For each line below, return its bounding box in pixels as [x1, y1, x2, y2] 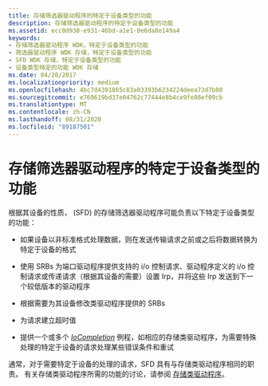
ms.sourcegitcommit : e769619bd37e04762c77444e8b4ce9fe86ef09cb [8, 93, 223, 101]
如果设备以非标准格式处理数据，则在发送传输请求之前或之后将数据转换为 [19, 234, 258, 244]
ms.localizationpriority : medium [8, 78, 120, 86]
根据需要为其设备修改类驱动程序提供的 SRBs [19, 298, 166, 308]
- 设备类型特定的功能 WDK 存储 [8, 64, 99, 72]
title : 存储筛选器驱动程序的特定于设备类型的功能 [8, 11, 152, 20]
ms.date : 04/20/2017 [8, 71, 77, 79]
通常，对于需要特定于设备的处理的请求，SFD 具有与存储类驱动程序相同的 [8, 359, 248, 368]
